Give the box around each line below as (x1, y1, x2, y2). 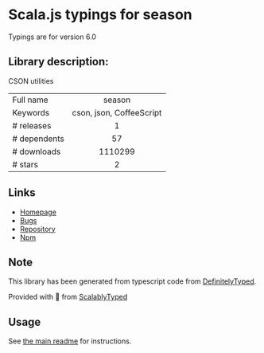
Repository (19, 224, 56, 233)
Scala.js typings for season (8, 6, 192, 24)
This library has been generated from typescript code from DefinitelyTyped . (8, 277, 257, 286)
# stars (12, 159, 38, 170)
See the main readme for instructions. (8, 336, 132, 346)
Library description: (8, 55, 109, 69)
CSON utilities (8, 76, 54, 85)
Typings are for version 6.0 (8, 32, 97, 41)
